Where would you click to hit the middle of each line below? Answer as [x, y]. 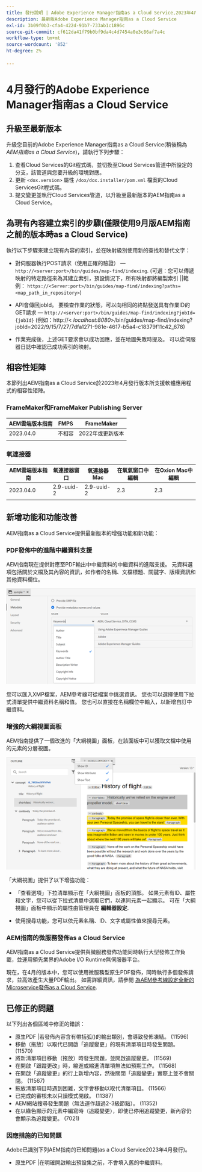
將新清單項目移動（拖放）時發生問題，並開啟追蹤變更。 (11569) [93, 1058]
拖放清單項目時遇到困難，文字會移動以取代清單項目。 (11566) [90, 1088]
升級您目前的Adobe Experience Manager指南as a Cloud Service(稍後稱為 [97, 144]
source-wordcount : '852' [37, 45]
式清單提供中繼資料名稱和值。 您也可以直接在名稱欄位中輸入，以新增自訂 [96, 702]
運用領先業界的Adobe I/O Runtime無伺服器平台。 [82, 960]
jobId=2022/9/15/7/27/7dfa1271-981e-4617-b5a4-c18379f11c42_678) [100, 327]
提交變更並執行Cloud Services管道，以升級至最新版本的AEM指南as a [100, 195]
